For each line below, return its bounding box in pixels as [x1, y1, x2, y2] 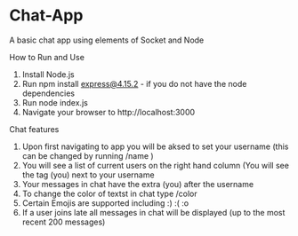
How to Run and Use [9, 51, 85, 62]
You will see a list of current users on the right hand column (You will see [21, 160, 289, 170]
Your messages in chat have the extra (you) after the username [21, 178, 254, 189]
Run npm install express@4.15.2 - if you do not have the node [21, 78, 247, 89]
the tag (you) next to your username [21, 169, 155, 180]
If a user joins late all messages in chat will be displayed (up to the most [21, 207, 286, 217]
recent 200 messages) [21, 216, 106, 227]
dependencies [21, 88, 76, 98]
